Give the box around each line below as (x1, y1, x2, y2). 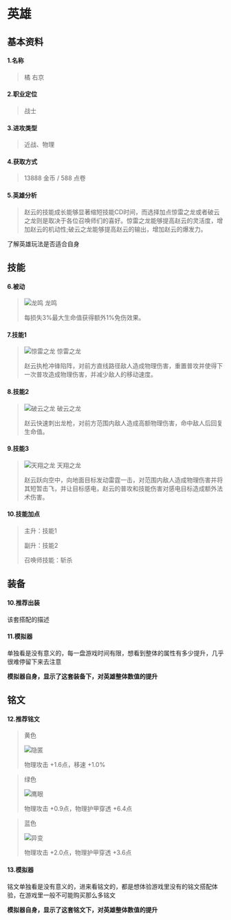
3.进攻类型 (7, 123, 38, 132)
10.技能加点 (7, 510, 40, 518)
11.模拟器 (7, 632, 33, 641)
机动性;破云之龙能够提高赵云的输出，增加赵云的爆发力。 (47, 225, 208, 233)
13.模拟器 (7, 866, 34, 874)
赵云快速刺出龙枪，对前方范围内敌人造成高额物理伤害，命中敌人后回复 (23, 418, 223, 427)
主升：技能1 (23, 527, 57, 535)
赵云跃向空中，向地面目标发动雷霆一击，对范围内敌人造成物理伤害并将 (23, 476, 223, 484)
